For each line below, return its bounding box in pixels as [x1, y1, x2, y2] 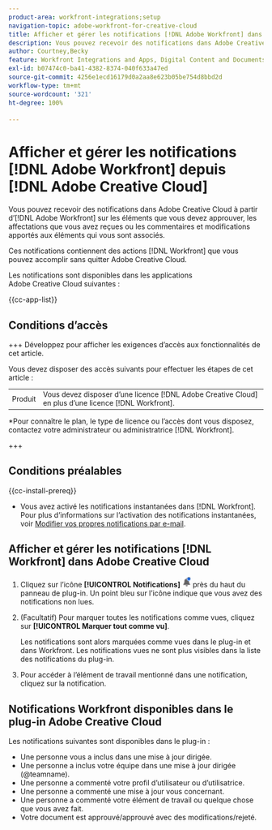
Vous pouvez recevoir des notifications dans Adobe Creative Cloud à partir [8, 204, 258, 214]
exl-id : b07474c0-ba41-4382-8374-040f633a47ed [8, 65, 168, 73]
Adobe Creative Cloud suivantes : [8, 279, 121, 289]
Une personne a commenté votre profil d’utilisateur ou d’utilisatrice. [19, 778, 245, 788]
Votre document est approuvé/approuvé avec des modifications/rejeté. [19, 812, 257, 823]
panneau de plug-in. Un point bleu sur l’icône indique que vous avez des [19, 588, 263, 598]
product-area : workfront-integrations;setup [8, 13, 161, 21]
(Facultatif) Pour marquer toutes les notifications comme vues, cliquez [19, 613, 255, 622]
